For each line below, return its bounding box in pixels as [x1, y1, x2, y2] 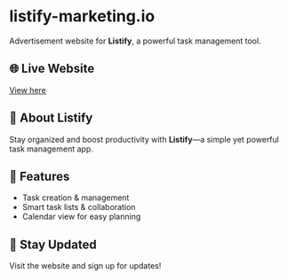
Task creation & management [21, 192, 130, 203]
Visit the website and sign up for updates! [9, 261, 162, 271]
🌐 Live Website [9, 61, 95, 76]
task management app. [9, 144, 93, 154]
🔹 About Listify [9, 111, 93, 126]
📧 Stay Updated [9, 237, 98, 252]
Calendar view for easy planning [21, 211, 141, 222]
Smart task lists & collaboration [21, 202, 136, 213]
